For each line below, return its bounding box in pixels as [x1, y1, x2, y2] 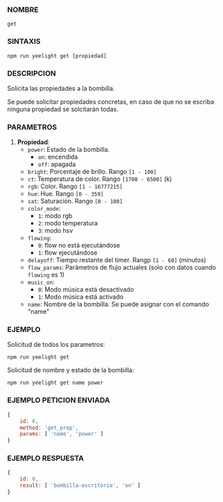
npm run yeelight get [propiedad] [7, 52, 107, 60]
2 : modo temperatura [37, 219, 98, 227]
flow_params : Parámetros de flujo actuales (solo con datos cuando [27, 263, 216, 272]
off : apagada [37, 160, 76, 168]
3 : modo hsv [37, 227, 73, 235]
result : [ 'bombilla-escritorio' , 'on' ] [19, 482, 141, 490]
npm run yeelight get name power [7, 379, 104, 386]
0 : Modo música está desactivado [37, 286, 134, 294]
